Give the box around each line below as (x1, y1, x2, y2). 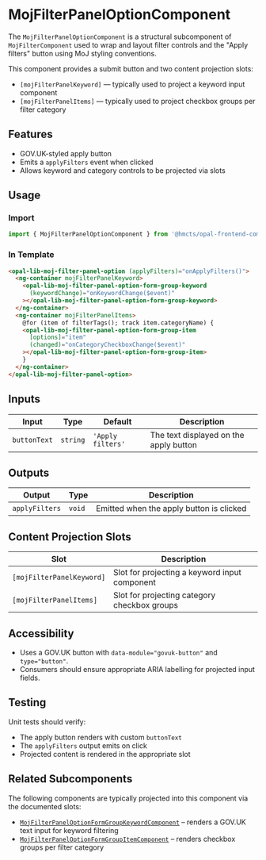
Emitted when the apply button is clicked (96, 503, 247, 514)
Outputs (8, 466, 50, 479)
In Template (8, 249, 55, 260)
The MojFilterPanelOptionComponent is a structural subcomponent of (8, 32, 232, 41)
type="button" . (19, 656, 69, 666)
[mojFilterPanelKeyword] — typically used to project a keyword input (19, 79, 245, 89)
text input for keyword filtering (19, 825, 119, 835)
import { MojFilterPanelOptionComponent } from (8, 230, 169, 239)
